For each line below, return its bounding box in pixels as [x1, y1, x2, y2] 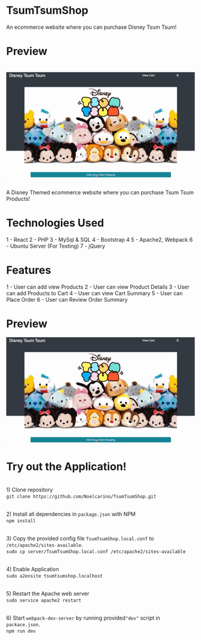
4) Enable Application [6, 565, 59, 573]
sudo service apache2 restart [6, 597, 82, 603]
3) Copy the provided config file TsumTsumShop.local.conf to [6, 534, 154, 542]
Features [6, 263, 51, 277]
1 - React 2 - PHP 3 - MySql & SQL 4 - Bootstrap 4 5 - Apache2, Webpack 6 [6, 236, 193, 243]
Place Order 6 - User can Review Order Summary [6, 296, 128, 303]
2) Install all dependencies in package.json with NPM [6, 510, 136, 518]
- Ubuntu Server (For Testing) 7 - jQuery [6, 242, 106, 250]
